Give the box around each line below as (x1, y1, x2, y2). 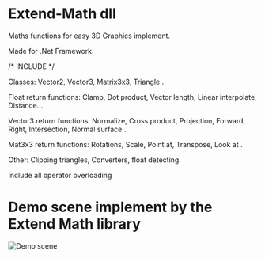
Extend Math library (8, 215, 141, 233)
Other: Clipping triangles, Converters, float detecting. (8, 155, 182, 165)
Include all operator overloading (8, 170, 112, 180)
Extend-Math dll (8, 5, 117, 23)
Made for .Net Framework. (8, 46, 94, 55)
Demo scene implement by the (8, 199, 213, 216)
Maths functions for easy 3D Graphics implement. (8, 31, 171, 40)
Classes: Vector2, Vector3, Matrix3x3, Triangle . (8, 77, 165, 86)
